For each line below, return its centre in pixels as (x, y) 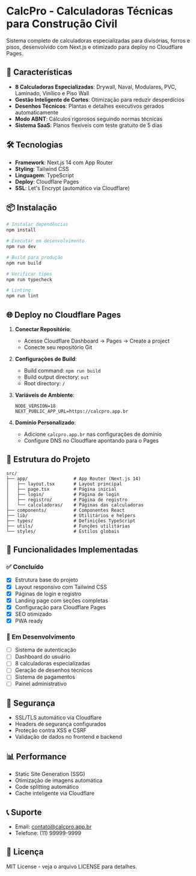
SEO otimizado (33, 614)
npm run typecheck (29, 279)
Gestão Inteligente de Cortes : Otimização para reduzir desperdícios (100, 99)
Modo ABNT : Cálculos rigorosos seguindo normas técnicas (89, 119)
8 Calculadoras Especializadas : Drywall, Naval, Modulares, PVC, (96, 87)
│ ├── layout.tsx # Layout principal (64, 484)
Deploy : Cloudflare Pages (47, 181)
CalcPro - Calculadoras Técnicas (90, 11)
